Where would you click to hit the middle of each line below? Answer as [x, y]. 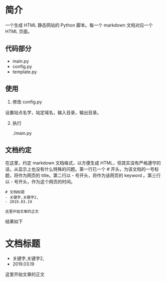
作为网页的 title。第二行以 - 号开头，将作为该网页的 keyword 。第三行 [89, 175]
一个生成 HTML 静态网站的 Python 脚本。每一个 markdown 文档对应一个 [79, 25]
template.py [25, 72]
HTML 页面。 [19, 31]
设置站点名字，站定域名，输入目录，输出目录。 [53, 112]
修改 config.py [27, 102]
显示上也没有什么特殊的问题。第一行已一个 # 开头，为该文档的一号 [86, 169]
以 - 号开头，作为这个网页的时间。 [40, 182]
